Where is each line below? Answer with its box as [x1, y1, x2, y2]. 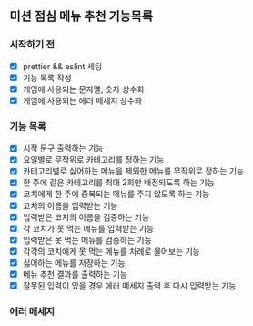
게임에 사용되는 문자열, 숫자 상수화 [22, 83, 145, 94]
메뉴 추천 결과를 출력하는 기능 [22, 268, 127, 279]
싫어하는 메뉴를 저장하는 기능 [22, 257, 126, 268]
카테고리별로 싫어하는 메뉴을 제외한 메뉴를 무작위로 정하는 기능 [22, 165, 244, 176]
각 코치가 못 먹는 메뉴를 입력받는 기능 [22, 223, 155, 234]
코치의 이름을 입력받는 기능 [22, 200, 118, 211]
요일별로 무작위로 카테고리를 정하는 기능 [22, 154, 165, 165]
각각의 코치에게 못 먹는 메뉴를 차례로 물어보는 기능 [22, 246, 200, 257]
